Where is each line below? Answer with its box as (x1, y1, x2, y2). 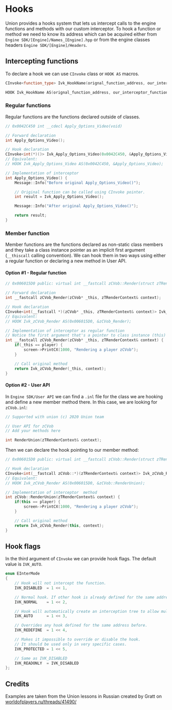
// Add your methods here (5, 428, 60, 434)
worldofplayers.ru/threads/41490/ (5, 699, 77, 705)
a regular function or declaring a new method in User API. (5, 258, 127, 264)
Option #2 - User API (5, 382, 50, 388)
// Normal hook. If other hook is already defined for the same (14, 595, 155, 600)
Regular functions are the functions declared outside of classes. (5, 114, 141, 120)
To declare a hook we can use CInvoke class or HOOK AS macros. (5, 70, 139, 77)
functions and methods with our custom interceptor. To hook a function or (5, 25, 161, 31)
